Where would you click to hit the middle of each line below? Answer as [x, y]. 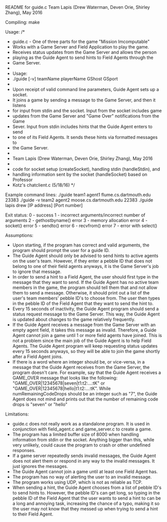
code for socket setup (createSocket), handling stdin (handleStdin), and [86, 169]
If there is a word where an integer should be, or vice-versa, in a [78, 362]
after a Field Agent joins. [37, 356]
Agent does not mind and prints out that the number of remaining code [85, 399]
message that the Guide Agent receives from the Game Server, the [81, 367]
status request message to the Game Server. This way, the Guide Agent [86, 314]
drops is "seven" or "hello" [40, 404]
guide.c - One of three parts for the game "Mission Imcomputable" [81, 41]
